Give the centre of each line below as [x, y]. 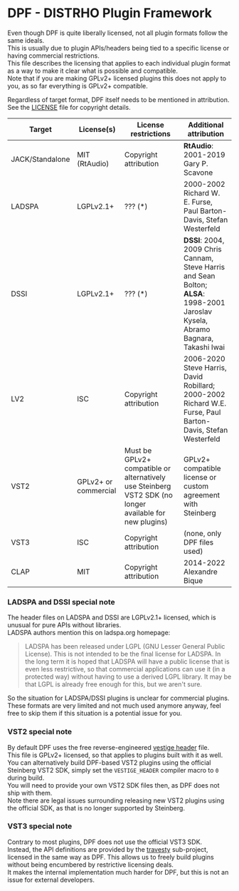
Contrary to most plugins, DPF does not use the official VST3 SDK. [105, 842]
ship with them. [30, 793]
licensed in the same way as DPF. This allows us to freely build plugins [111, 857]
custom [196, 486]
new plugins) [146, 522]
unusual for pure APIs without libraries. [64, 625]
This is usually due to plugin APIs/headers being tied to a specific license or [118, 48]
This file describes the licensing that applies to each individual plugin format [119, 63]
